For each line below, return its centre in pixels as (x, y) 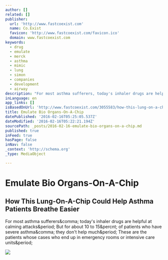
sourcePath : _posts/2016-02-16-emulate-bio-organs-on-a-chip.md (73, 126)
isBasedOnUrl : (20, 107)
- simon (18, 75)
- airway (19, 89)
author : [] (16, 10)
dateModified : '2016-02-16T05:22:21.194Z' (50, 121)
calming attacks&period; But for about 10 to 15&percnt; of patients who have (83, 226)
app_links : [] (20, 103)
